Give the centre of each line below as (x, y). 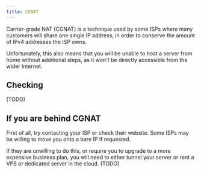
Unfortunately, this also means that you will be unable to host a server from (99, 53)
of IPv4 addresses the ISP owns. (47, 41)
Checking (25, 85)
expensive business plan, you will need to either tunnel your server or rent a (100, 158)
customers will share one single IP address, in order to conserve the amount (101, 35)
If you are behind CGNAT (54, 118)
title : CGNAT (23, 12)
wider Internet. (24, 66)
